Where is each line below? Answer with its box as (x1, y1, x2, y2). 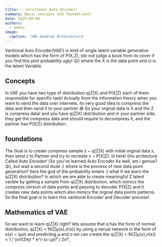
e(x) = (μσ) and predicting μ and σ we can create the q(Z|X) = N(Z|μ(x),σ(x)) (5, 231, 156, 237)
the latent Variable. (5, 63, 43, 68)
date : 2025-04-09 (5, 16, 40, 21)
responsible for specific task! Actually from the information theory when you (5, 95, 157, 101)
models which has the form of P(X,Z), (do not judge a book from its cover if (5, 52, 155, 58)
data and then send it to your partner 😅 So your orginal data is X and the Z (5, 105, 154, 111)
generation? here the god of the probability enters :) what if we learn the (5, 168, 149, 174)
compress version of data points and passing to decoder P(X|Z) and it (5, 184, 144, 190)
